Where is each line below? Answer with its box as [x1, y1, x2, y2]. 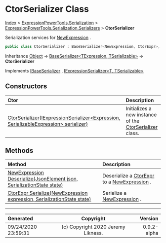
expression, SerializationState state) [7, 196, 91, 203]
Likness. [83, 230, 103, 237]
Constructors [5, 82, 47, 91]
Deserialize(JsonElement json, [7, 175, 78, 182]
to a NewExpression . [102, 178, 152, 185]
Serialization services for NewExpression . [5, 35, 91, 40]
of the [125, 117, 140, 124]
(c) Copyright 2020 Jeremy [61, 223, 125, 230]
